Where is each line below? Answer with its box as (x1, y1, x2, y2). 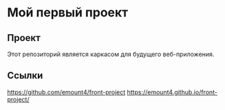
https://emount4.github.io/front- (127, 87, 218, 96)
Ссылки (7, 70, 43, 81)
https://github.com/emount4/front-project (7, 87, 126, 96)
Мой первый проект (7, 5, 129, 20)
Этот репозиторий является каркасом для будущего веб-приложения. (7, 50, 215, 58)
